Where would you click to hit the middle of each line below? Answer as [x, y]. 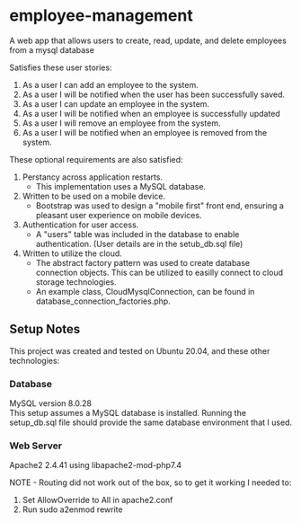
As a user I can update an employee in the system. [115, 103]
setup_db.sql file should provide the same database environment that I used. [151, 422]
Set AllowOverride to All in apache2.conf [97, 500]
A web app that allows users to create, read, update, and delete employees [148, 40]
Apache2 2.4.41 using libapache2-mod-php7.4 [96, 465]
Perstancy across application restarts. [93, 177]
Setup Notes [45, 329]
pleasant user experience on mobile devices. [119, 215]
